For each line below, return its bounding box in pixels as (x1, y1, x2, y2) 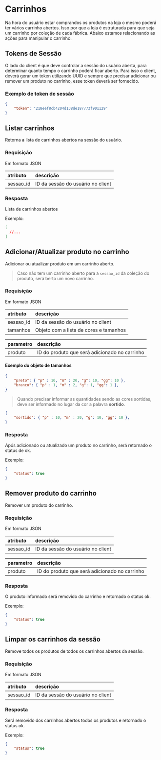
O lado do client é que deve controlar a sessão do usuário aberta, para (5, 62, 147, 68)
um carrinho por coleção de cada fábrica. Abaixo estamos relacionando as (5, 30, 155, 36)
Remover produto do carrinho (5, 489, 97, 498)
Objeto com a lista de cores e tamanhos (35, 327, 126, 333)
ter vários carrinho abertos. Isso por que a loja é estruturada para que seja (5, 24, 155, 30)
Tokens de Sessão (5, 49, 62, 58)
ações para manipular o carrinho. (5, 35, 72, 41)
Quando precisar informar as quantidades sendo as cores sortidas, (17, 396, 152, 402)
